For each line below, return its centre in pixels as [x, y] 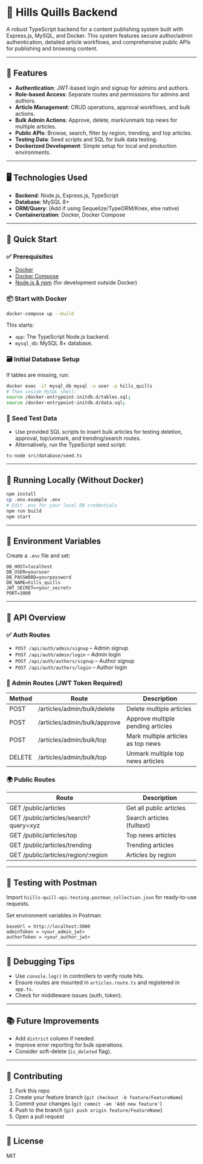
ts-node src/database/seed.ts [44, 456]
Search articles [147, 817]
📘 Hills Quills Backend [62, 12]
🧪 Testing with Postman [52, 883]
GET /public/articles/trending [50, 845]
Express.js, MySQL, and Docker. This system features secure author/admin [99, 35]
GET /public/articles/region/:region [59, 855]
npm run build [24, 511]
